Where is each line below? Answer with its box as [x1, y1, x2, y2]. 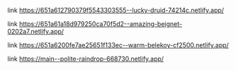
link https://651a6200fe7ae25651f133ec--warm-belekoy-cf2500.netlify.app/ [7, 41, 229, 49]
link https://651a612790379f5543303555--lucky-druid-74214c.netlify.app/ [7, 6, 225, 14]
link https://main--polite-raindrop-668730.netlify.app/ [7, 54, 164, 63]
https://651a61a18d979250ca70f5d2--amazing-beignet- [18, 20, 183, 28]
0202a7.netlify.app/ [7, 28, 64, 35]
